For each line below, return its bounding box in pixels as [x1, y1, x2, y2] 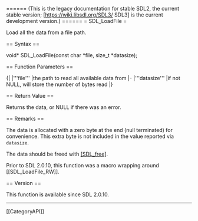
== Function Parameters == [6, 63, 74, 70]
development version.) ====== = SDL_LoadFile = [6, 18, 127, 24]
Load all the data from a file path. [6, 29, 87, 36]
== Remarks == [6, 115, 44, 122]
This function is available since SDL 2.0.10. [6, 191, 109, 198]
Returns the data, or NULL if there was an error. [6, 104, 122, 111]
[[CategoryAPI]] [6, 208, 44, 215]
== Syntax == [6, 41, 40, 47]
